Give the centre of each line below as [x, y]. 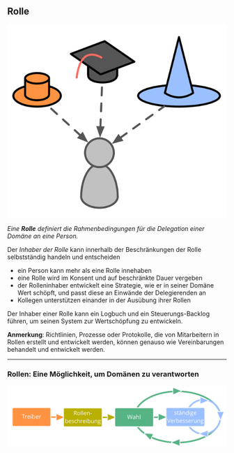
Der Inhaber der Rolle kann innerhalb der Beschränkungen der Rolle [104, 250]
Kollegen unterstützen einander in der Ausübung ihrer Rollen [104, 300]
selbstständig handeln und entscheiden [64, 257]
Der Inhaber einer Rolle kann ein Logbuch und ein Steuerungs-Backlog [109, 314]
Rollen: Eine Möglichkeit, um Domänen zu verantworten [103, 374]
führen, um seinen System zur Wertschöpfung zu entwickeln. [95, 321]
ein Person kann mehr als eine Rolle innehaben [84, 271]
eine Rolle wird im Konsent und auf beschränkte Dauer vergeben [110, 278]
